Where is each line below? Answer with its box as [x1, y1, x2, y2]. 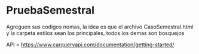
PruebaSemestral [6, 4, 94, 17]
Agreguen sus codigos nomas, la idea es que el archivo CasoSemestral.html [6, 23, 194, 30]
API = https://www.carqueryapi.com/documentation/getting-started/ [6, 41, 174, 48]
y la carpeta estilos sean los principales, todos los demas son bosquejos [6, 29, 185, 36]
